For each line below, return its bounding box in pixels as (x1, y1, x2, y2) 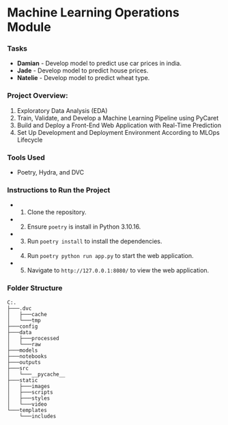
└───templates (7, 407, 48, 413)
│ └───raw (7, 341, 41, 348)
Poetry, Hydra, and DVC (16, 168, 84, 177)
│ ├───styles (7, 395, 51, 402)
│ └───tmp (7, 317, 41, 324)
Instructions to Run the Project (7, 185, 111, 194)
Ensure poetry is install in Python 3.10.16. (27, 222, 141, 231)
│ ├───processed (7, 335, 59, 342)
